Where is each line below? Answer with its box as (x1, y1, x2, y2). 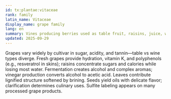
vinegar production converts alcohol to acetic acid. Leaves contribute (5, 71, 151, 78)
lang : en (5, 27, 24, 32)
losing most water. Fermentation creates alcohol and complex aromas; (5, 66, 153, 72)
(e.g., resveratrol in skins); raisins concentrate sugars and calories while (5, 61, 156, 67)
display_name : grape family (5, 21, 65, 27)
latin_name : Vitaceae (5, 17, 51, 22)
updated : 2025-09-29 (5, 36, 49, 41)
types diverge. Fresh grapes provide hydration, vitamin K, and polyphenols (5, 55, 162, 61)
